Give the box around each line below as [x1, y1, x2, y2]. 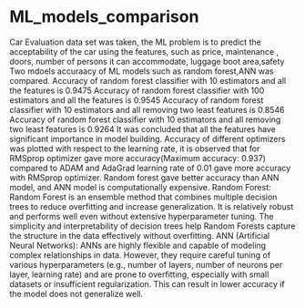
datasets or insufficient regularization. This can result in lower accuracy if [9, 278, 285, 289]
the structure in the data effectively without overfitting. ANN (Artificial [9, 230, 270, 241]
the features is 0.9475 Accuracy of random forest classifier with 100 [9, 85, 265, 96]
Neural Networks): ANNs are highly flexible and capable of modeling [9, 240, 267, 251]
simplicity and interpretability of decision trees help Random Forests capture [9, 221, 296, 231]
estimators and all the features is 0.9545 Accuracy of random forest [9, 94, 264, 106]
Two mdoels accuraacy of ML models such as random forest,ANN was [9, 66, 275, 77]
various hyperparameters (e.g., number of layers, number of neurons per [9, 259, 283, 270]
